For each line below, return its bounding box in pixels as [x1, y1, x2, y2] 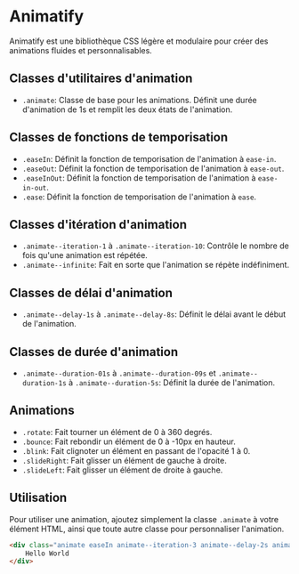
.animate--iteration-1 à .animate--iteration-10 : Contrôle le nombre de [21, 240, 289, 251]
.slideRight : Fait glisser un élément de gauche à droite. [21, 455, 227, 465]
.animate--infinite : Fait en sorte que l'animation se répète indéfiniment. [21, 260, 290, 271]
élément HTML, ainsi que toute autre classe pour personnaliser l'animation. [9, 523, 285, 534]
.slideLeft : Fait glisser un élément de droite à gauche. [21, 465, 223, 475]
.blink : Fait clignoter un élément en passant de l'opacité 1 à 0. [21, 445, 251, 456]
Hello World [25, 549, 69, 558]
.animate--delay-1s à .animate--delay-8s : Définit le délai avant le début [21, 309, 287, 319]
